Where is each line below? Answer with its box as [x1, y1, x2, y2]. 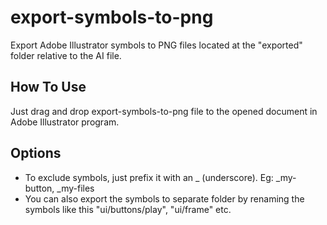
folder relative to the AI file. [10, 49, 122, 61]
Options [10, 145, 62, 162]
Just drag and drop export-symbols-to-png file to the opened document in [10, 105, 318, 117]
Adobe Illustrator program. [10, 116, 120, 128]
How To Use [10, 79, 87, 96]
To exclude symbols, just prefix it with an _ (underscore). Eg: [24, 171, 274, 183]
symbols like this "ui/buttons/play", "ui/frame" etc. [24, 203, 232, 215]
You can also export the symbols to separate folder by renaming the [24, 192, 305, 205]
